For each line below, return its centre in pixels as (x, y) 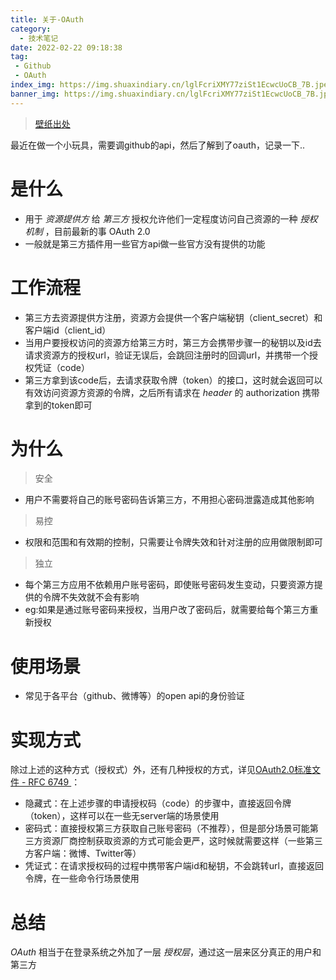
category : (31, 29)
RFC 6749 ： (54, 782)
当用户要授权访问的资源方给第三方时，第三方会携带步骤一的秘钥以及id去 (173, 342)
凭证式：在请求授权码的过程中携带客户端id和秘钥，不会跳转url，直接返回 (174, 866)
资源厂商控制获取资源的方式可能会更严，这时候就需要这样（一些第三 (182, 841)
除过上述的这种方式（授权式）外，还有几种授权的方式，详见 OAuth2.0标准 (161, 770)
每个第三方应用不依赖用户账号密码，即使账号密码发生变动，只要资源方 (169, 585)
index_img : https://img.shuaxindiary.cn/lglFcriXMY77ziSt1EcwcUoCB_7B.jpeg (171, 85)
